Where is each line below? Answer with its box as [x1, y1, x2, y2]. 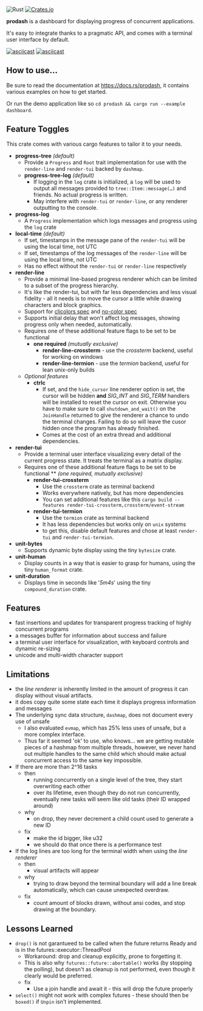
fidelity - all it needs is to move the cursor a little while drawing [24, 295, 182, 302]
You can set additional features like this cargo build [42, 495, 172, 503]
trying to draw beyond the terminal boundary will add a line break [33, 880, 197, 887]
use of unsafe [15, 718, 50, 725]
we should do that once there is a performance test [33, 841, 162, 848]
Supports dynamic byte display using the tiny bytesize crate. [24, 546, 177, 553]
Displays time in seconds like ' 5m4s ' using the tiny [24, 578, 151, 586]
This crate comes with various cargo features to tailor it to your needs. [6, 140, 182, 148]
